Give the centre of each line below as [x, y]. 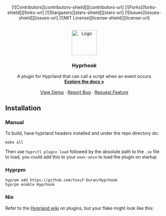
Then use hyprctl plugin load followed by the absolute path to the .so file [82, 151]
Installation [23, 108]
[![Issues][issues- [143, 12]
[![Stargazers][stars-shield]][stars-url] [85, 12]
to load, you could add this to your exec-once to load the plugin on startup [81, 156]
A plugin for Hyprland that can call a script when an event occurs [84, 76]
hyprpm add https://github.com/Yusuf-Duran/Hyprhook [61, 180]
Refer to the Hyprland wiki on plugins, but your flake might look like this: [79, 208]
